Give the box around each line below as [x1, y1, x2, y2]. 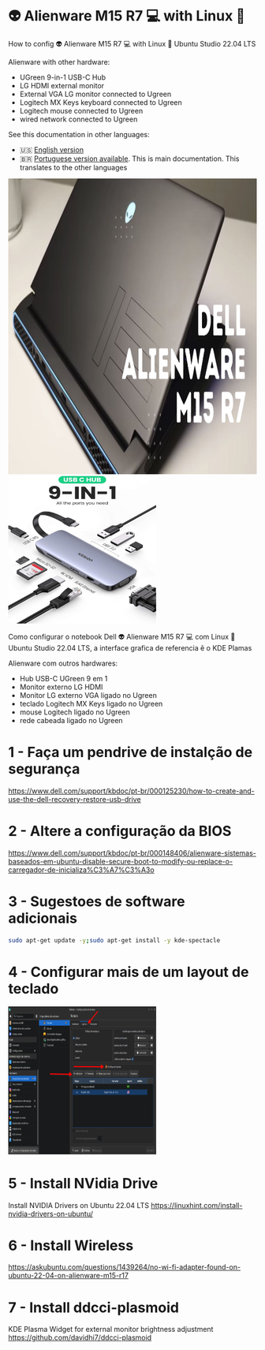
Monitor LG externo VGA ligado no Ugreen [19, 690, 158, 699]
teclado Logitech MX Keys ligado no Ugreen [19, 699, 163, 708]
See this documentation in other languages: [8, 129, 150, 139]
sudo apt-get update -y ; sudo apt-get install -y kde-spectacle [8, 936, 221, 944]
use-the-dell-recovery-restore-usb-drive [8, 794, 141, 804]
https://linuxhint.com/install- [151, 1200, 243, 1210]
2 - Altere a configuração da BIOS [8, 822, 232, 841]
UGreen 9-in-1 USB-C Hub [19, 73, 106, 82]
